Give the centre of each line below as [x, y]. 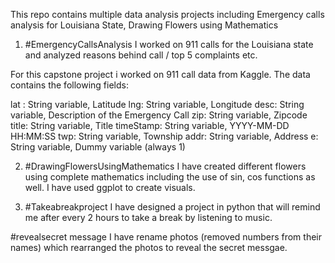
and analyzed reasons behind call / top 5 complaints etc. [141, 55]
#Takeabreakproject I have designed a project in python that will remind [172, 207]
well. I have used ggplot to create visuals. [110, 187]
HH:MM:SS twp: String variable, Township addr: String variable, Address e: [164, 136]
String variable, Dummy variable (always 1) [98, 147]
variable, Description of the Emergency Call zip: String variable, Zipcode [159, 115]
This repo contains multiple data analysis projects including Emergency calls [167, 14]
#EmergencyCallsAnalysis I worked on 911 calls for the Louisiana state [169, 44]
